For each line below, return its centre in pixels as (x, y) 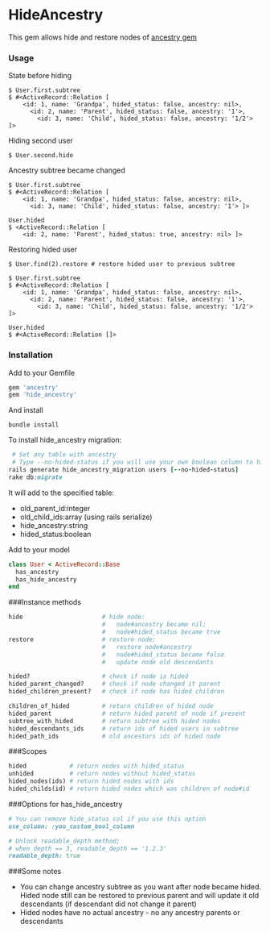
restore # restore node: (82, 639)
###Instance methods (45, 602)
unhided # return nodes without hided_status (102, 774)
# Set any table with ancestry (64, 455)
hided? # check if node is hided (98, 676)
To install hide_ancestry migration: (65, 440)
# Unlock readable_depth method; (64, 841)
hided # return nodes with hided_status (96, 766)
